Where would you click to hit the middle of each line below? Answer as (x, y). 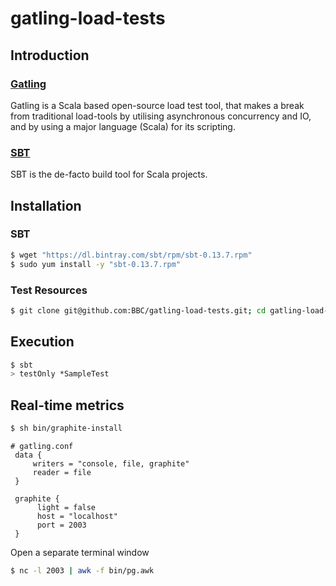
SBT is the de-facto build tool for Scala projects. (109, 174)
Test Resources (49, 290)
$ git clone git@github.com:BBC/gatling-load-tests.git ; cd (138, 310)
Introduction (50, 55)
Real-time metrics (67, 405)
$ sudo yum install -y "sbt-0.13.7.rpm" (96, 264)
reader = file (62, 473)
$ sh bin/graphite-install (66, 428)
